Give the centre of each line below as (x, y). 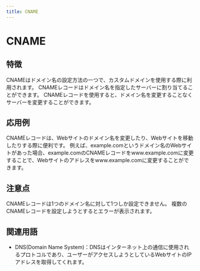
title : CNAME (22, 12)
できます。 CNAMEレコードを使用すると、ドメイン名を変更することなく (105, 94)
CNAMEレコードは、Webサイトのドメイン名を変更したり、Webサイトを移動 (100, 138)
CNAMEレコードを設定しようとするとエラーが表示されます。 (81, 211)
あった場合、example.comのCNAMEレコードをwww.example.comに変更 (105, 153)
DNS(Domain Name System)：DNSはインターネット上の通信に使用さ (99, 247)
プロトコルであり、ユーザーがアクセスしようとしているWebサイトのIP (106, 255)
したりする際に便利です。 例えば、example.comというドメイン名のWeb (94, 146)
